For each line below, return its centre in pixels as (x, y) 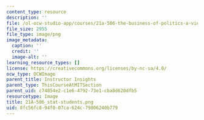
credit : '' (25, 52)
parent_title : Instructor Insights (51, 79)
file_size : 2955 (27, 29)
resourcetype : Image (32, 96)
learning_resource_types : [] (43, 62)
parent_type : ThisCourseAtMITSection (54, 85)
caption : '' (27, 46)
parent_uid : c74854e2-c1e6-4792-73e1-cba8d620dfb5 (72, 91)
